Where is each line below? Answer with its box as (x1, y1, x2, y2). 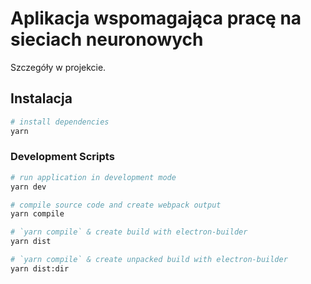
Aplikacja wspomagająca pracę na (10, 7, 302, 30)
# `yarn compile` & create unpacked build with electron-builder (10, 255, 288, 265)
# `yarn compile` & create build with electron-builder (10, 227, 248, 237)
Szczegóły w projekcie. (10, 61, 107, 73)
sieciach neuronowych (10, 28, 204, 51)
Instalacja (10, 90, 73, 107)
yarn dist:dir (10, 263, 70, 274)
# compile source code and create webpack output (10, 200, 222, 210)
